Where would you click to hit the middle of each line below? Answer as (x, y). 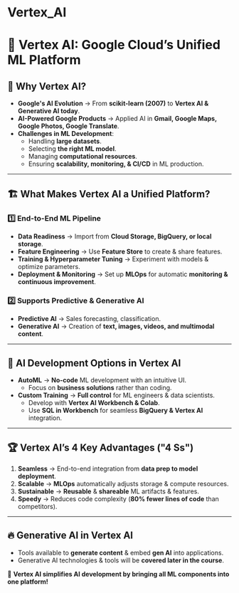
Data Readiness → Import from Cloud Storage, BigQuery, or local (115, 236)
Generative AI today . (49, 111)
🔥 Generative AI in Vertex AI (70, 536)
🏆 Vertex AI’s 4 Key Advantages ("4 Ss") (101, 448)
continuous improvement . (57, 281)
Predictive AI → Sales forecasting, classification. (89, 319)
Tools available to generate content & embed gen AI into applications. (121, 552)
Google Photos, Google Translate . (68, 126)
